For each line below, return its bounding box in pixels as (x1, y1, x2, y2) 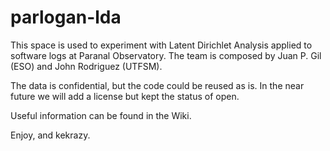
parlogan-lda (10, 6, 122, 29)
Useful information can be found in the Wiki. (10, 109, 192, 121)
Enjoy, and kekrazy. (10, 129, 91, 141)
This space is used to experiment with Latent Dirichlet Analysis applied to (10, 39, 313, 51)
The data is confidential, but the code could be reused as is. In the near (10, 79, 305, 91)
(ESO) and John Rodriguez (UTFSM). (10, 60, 163, 72)
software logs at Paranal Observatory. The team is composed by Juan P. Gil (10, 49, 322, 61)
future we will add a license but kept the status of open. (10, 90, 240, 102)
